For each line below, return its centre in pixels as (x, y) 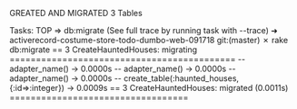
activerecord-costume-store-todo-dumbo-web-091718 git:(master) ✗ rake (149, 40)
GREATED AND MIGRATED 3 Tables (76, 13)
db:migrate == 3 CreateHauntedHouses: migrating (104, 50)
